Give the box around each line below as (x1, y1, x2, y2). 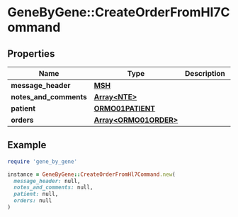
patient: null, (13, 191, 59, 198)
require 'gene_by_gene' (7, 157, 78, 165)
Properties (7, 48, 55, 60)
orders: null (13, 197, 52, 204)
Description (185, 69, 225, 78)
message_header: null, (13, 177, 81, 184)
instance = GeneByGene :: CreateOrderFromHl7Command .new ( (7, 171, 176, 178)
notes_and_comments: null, (13, 184, 93, 191)
